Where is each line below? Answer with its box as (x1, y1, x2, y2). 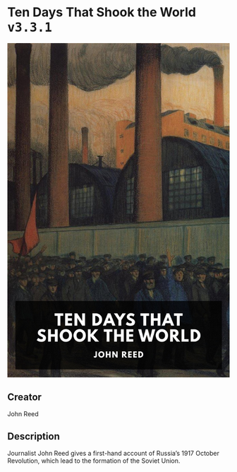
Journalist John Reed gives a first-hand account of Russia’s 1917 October (7, 449, 220, 458)
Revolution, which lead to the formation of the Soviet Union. (7, 456, 181, 465)
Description (7, 430, 60, 442)
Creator (7, 391, 42, 403)
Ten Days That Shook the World (7, 4, 196, 20)
